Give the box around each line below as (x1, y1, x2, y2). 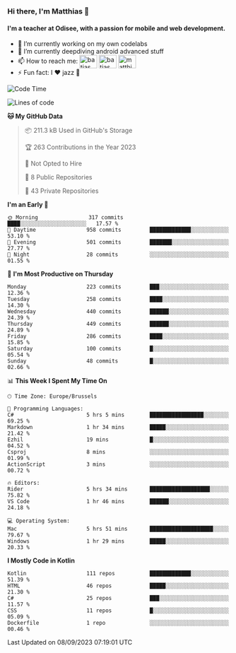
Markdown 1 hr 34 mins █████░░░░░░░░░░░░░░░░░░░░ (7, 424, 230, 431)
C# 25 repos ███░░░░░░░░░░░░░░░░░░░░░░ (7, 595, 230, 602)
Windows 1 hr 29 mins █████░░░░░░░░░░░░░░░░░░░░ (7, 538, 230, 545)
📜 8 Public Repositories (24, 173, 93, 182)
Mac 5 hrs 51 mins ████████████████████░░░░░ (7, 526, 230, 533)
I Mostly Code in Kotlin (7, 556, 76, 565)
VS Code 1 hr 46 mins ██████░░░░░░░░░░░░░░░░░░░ (7, 498, 230, 505)
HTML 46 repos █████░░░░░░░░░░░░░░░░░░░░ (7, 582, 230, 589)
